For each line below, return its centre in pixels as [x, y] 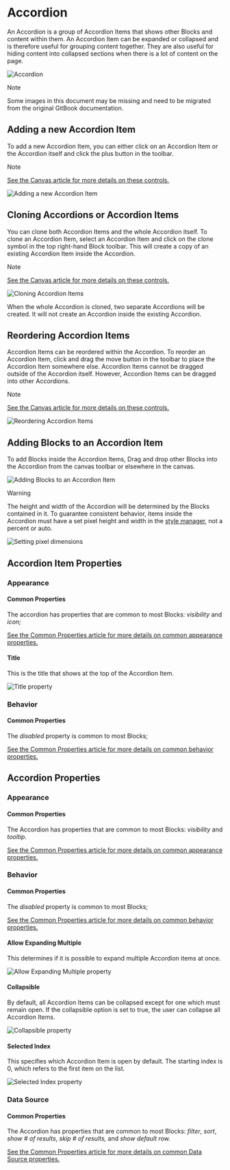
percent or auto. [30, 528]
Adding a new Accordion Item [72, 129]
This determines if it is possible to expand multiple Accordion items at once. [114, 958]
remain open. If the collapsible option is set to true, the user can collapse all [114, 1010]
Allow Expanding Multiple [44, 943]
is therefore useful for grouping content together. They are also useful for [111, 46]
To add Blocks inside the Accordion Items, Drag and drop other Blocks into [112, 459]
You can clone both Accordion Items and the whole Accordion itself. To [107, 231]
